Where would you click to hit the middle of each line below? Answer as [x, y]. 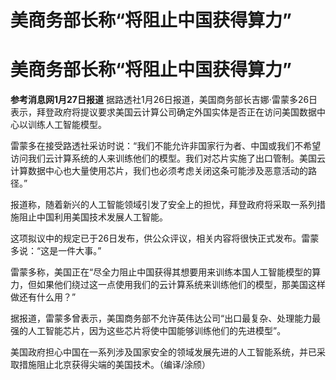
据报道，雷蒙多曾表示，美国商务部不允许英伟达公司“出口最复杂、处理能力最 [166, 318]
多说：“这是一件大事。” [56, 251]
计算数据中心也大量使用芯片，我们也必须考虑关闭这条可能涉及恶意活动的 [159, 171]
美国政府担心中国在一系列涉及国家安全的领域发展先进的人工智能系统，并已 [163, 352]
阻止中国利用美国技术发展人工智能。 [93, 217]
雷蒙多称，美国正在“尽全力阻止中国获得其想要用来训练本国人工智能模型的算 [166, 272]
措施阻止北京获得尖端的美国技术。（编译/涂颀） [115, 365]
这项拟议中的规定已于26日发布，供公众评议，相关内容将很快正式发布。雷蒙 [165, 238]
